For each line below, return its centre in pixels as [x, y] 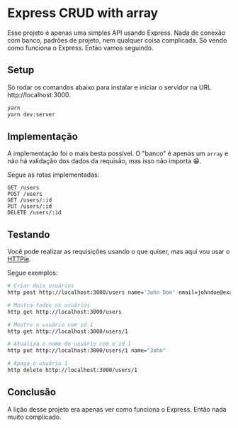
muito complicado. [34, 417]
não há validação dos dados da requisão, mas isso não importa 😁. [104, 161]
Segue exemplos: [33, 273]
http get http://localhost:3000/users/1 [68, 331]
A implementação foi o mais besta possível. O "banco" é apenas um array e [118, 153]
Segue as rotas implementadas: [53, 175]
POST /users [25, 194]
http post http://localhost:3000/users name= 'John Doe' [91, 292]
